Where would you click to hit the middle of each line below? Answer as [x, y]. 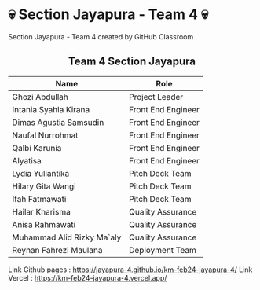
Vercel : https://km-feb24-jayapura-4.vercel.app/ [88, 277]
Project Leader [156, 97]
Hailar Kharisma [41, 211]
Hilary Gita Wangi [44, 186]
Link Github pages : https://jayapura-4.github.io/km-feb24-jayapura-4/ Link [130, 270]
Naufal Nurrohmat [45, 135]
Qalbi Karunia [37, 148]
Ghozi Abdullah [40, 97]
